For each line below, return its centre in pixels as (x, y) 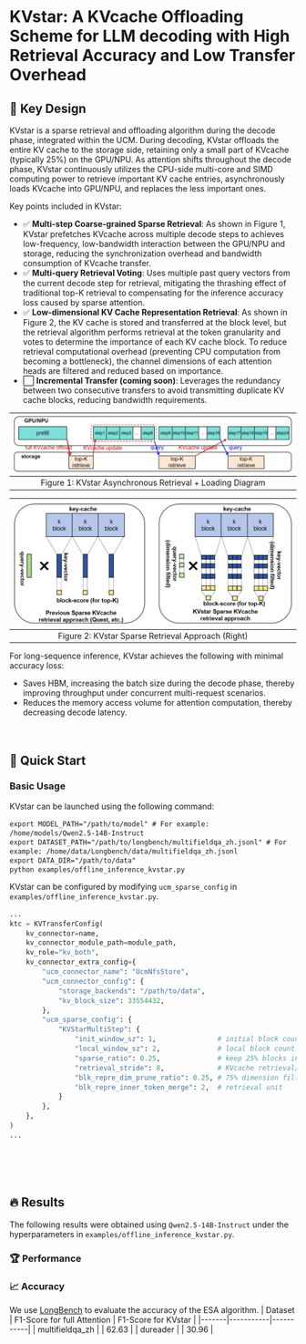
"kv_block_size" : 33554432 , (112, 1000)
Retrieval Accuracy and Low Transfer (153, 56)
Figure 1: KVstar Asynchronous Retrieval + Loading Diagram (153, 483)
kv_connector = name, (63, 933)
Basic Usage (38, 786)
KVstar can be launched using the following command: (112, 806)
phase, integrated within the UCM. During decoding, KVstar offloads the (144, 140)
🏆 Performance (46, 1258)
